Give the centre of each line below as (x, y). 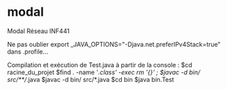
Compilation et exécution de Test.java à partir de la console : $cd (100, 65)
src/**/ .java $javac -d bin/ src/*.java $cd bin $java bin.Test (91, 79)
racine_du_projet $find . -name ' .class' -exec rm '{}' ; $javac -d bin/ (104, 72)
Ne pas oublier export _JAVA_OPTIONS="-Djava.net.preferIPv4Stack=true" (114, 44)
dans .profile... (28, 52)
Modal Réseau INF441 (38, 31)
